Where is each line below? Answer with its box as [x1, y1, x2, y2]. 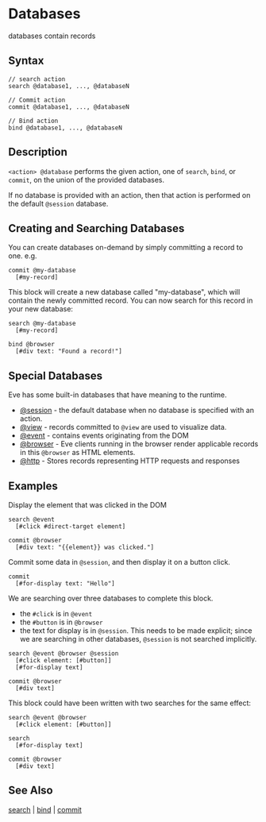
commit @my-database [8, 267, 77, 275]
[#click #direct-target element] [15, 523, 126, 531]
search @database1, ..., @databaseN [8, 82, 129, 90]
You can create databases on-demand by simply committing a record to [8, 243, 244, 253]
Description [8, 145, 67, 159]
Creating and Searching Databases [8, 222, 185, 235]
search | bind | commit [8, 805, 82, 814]
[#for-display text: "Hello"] [15, 580, 115, 588]
